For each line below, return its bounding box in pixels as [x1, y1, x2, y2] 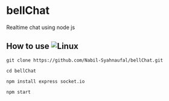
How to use [6, 41, 49, 51]
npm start [6, 89, 31, 95]
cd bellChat [6, 68, 36, 74]
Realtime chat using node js [6, 24, 75, 31]
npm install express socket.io [6, 78, 85, 85]
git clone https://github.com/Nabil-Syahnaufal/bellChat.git [6, 57, 164, 64]
